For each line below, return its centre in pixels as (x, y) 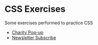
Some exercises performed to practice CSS (49, 23)
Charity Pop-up (27, 32)
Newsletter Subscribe (34, 38)
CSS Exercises (35, 9)
